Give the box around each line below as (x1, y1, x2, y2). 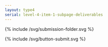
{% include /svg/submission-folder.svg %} (5, 26, 94, 32)
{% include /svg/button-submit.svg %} (5, 36, 86, 42)
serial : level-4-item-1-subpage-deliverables (5, 12, 103, 17)
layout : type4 (5, 7, 35, 13)
